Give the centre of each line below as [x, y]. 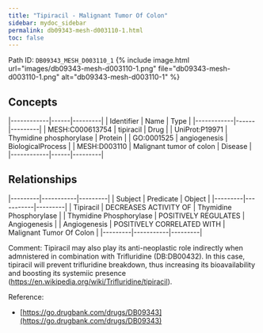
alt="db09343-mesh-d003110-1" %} [121, 77]
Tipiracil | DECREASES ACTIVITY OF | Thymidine [152, 207]
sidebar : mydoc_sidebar [48, 23]
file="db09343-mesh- [194, 69]
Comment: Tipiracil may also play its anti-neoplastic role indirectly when [126, 247]
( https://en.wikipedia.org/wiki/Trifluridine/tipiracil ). [90, 281]
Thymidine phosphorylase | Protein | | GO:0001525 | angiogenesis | [118, 138]
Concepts [33, 102]
